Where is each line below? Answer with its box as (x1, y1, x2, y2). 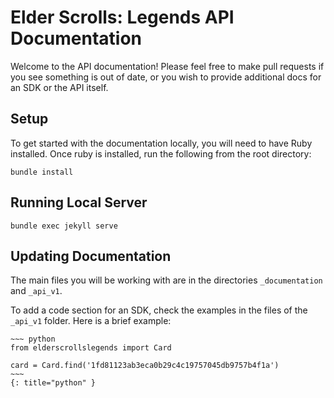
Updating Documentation (10, 247, 172, 265)
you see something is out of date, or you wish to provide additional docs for (10, 71, 322, 83)
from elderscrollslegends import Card (10, 343, 172, 353)
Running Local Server (10, 194, 148, 211)
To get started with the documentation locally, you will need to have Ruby (10, 137, 313, 149)
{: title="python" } (10, 378, 97, 388)
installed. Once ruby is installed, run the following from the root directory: (10, 147, 312, 160)
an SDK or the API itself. (10, 81, 109, 93)
